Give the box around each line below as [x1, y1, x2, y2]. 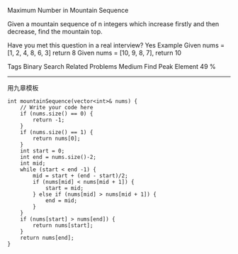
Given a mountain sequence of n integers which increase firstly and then [7, 20, 220, 28]
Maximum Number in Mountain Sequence [7, 6, 129, 14]
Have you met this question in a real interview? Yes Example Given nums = [7, 41, 225, 49]
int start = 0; [20, 148, 65, 155]
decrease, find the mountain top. [7, 28, 103, 35]
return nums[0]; [33, 135, 81, 142]
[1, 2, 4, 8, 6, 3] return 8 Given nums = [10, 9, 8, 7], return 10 [7, 49, 182, 57]
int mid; [20, 160, 46, 167]
